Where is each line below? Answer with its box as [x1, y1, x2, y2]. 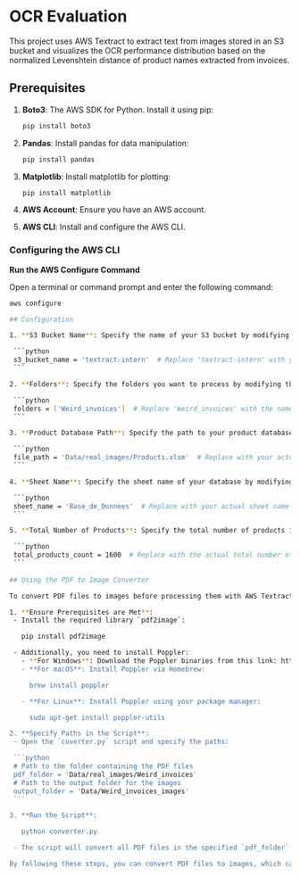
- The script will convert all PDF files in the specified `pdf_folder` [12, 843, 290, 853]
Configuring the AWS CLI [9, 244, 121, 256]
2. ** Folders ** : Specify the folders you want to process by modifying [9, 379, 281, 389]
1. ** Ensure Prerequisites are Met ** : [9, 608, 154, 616]
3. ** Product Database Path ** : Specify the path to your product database [9, 428, 294, 438]
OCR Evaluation [9, 6, 128, 27]
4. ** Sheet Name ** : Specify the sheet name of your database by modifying [9, 477, 294, 486]
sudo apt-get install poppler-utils [29, 713, 166, 722]
